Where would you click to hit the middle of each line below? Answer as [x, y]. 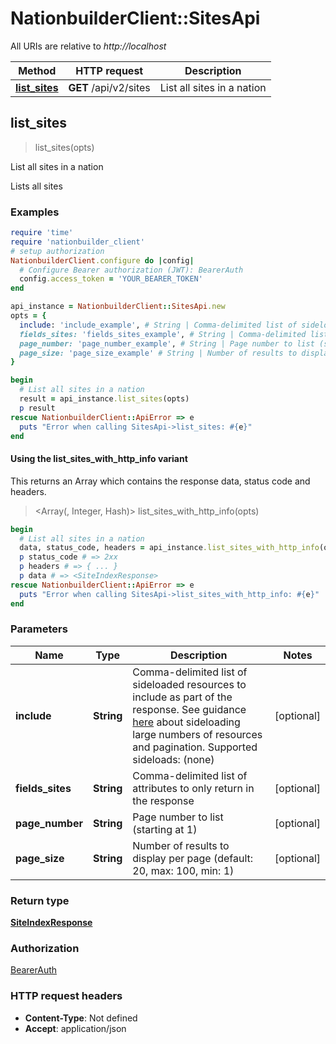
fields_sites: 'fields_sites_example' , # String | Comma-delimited [163, 334]
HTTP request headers [66, 996]
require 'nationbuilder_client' [77, 242]
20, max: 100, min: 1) [183, 870]
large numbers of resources [197, 734]
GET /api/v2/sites [109, 87]
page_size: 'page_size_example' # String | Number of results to [158, 353]
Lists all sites [36, 186]
